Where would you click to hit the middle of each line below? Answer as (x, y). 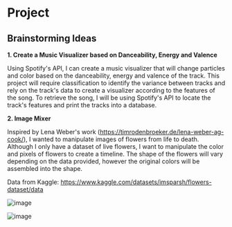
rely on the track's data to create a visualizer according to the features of (111, 90)
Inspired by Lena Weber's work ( (54, 132)
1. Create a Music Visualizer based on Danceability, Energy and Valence (113, 55)
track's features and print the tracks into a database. (82, 105)
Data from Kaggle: (33, 182)
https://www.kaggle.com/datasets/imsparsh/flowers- (136, 182)
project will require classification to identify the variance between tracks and (116, 83)
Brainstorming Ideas (52, 38)
